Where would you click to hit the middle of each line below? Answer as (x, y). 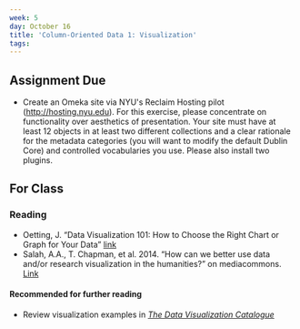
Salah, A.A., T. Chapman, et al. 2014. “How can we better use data (146, 254)
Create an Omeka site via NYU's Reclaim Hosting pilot (123, 102)
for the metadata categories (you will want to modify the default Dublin (155, 141)
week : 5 (24, 18)
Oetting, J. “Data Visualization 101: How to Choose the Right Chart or (151, 234)
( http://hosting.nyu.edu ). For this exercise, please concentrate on (145, 112)
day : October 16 (40, 26)
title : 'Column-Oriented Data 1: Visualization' (103, 35)
